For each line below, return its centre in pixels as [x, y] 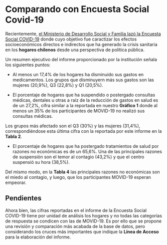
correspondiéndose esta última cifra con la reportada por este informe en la [83, 131]
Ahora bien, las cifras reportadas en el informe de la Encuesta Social [76, 210]
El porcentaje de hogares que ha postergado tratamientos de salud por [86, 146]
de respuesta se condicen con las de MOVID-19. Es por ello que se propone [83, 221]
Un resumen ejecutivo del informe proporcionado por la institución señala [81, 59]
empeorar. [16, 182]
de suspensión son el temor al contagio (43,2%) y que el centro [78, 157]
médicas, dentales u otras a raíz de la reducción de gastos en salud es [85, 100]
